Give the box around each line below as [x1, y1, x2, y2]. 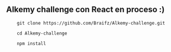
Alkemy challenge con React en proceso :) [6, 5, 165, 15]
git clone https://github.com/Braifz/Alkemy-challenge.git [17, 20, 166, 26]
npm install [17, 40, 46, 46]
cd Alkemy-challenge [17, 30, 67, 36]
